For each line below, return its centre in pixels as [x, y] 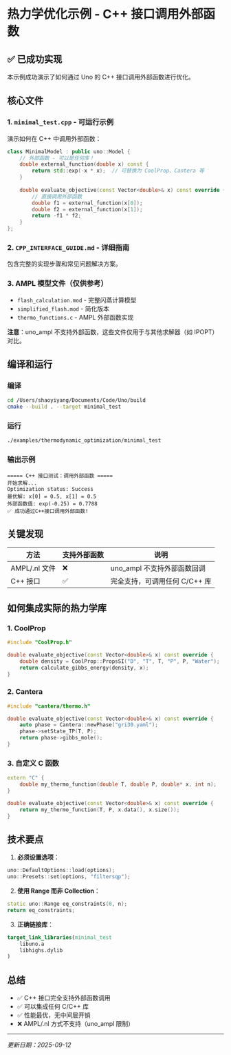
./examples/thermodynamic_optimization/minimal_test [84, 441]
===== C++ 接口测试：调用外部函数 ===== [60, 476]
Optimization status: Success [51, 489]
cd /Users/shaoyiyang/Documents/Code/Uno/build [77, 400]
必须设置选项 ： [38, 858]
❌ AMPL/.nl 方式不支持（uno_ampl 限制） [76, 1024]
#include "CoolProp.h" [40, 643]
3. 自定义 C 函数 [33, 763]
